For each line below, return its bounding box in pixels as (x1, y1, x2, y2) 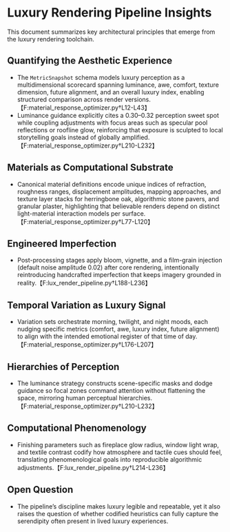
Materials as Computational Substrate (7, 162, 174, 174)
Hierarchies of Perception (7, 360, 120, 373)
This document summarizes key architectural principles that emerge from (7, 28, 216, 36)
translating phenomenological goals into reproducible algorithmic (17, 455, 202, 463)
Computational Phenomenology (7, 422, 147, 434)
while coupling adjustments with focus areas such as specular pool (17, 119, 208, 127)
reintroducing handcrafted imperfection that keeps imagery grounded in (17, 271, 222, 279)
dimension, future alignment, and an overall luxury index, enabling (17, 88, 205, 96)
